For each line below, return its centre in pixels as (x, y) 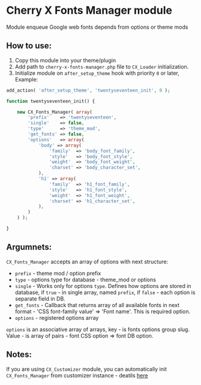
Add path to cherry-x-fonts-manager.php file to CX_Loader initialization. (102, 66)
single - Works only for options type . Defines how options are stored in (103, 286)
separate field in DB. (40, 298)
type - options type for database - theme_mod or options (85, 280)
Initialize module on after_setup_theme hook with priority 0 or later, (97, 73)
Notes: (19, 355)
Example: (26, 79)
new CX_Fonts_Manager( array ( (55, 112)
